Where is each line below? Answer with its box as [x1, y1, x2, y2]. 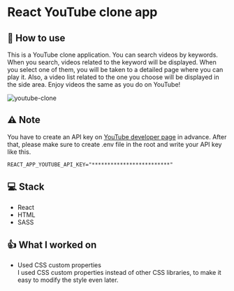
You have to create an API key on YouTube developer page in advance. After [7, 132, 227, 141]
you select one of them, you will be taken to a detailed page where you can [7, 66, 224, 73]
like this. [7, 148, 31, 156]
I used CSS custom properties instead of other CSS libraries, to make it [17, 269, 221, 277]
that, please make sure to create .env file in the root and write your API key [7, 140, 222, 148]
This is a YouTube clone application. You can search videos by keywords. [7, 50, 219, 59]
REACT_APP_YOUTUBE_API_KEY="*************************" [7, 161, 173, 168]
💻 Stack [7, 181, 45, 193]
